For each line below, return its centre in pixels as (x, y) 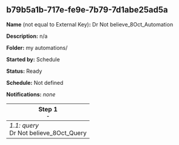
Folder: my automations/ (37, 48)
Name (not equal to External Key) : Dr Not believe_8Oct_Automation (90, 24)
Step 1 (48, 109)
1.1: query (24, 125)
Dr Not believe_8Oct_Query (48, 133)
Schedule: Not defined (35, 82)
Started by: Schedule (33, 59)
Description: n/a (27, 36)
